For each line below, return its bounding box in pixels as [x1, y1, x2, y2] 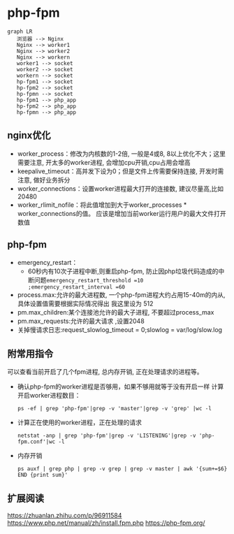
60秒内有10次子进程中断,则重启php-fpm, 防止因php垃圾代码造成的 [27, 267, 219, 275]
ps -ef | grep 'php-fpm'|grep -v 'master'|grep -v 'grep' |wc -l [17, 405, 212, 412]
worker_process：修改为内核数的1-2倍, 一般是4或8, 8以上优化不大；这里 [17, 149, 226, 158]
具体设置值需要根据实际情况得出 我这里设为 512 [17, 299, 154, 308]
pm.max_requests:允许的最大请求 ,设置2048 [17, 317, 145, 325]
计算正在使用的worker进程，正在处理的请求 [17, 418, 142, 427]
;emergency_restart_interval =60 [27, 283, 126, 291]
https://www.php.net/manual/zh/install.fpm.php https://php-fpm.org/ [7, 519, 205, 527]
